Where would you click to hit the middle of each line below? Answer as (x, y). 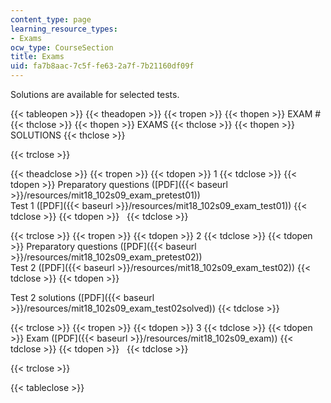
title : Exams (37, 57)
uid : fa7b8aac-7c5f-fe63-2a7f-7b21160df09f (102, 66)
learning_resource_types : (64, 29)
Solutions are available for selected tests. (95, 94)
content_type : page (51, 19)
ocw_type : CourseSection (62, 47)
